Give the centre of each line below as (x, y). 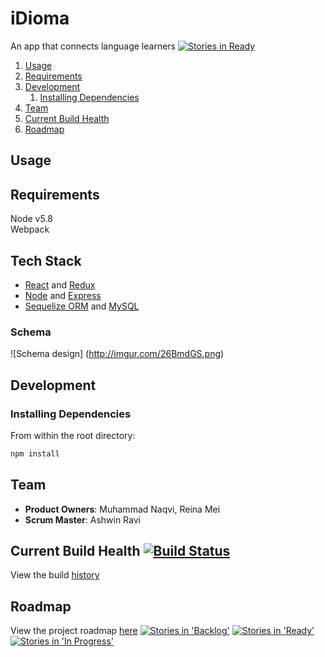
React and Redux (60, 284)
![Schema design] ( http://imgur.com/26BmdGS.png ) (117, 354)
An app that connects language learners (93, 46)
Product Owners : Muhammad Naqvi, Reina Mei (122, 509)
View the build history (55, 575)
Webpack (30, 229)
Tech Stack (46, 260)
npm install (35, 453)
